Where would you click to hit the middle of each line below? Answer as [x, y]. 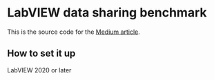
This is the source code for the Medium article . [74, 32]
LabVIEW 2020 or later [39, 70]
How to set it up [41, 53]
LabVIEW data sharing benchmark [107, 13]
